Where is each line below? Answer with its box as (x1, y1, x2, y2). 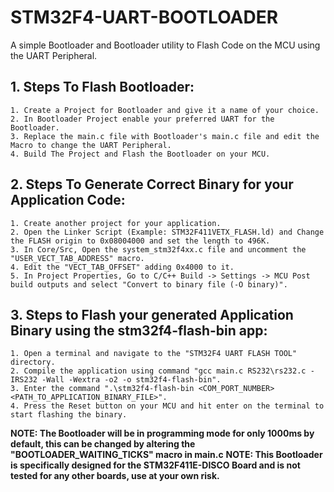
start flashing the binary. (10, 410, 128, 420)
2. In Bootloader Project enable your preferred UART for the (10, 114, 275, 124)
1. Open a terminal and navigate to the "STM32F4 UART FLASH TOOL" (10, 349, 298, 359)
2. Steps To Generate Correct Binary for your (10, 176, 294, 193)
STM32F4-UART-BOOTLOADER (10, 6, 279, 29)
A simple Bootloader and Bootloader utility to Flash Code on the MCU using (10, 39, 321, 51)
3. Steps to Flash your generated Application (10, 306, 294, 323)
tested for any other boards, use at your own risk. (10, 470, 220, 482)
